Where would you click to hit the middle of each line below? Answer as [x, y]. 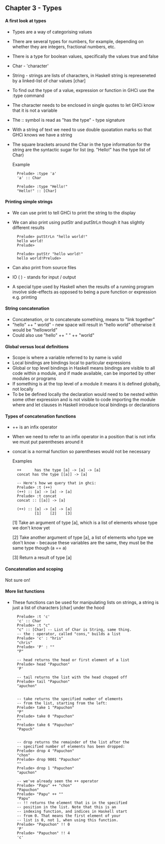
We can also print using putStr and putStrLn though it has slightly [78, 222]
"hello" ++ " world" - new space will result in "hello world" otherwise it [84, 325]
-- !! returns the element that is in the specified [72, 803]
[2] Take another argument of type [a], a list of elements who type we [83, 538]
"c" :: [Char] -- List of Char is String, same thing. [74, 630]
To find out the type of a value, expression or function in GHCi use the [83, 90]
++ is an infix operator [35, 427]
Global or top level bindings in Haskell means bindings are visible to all [83, 368]
